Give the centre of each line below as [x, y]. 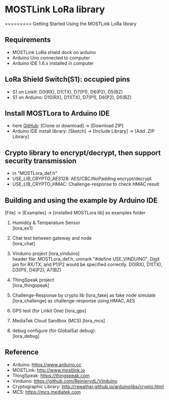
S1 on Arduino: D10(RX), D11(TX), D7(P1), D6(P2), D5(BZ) [72, 97]
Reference [22, 352]
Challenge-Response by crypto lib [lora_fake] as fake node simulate [84, 295]
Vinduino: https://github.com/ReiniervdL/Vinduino [65, 381]
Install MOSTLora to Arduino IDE [57, 113]
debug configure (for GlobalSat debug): [54, 331]
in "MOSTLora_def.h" [35, 173]
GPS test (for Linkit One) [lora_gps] [49, 311]
